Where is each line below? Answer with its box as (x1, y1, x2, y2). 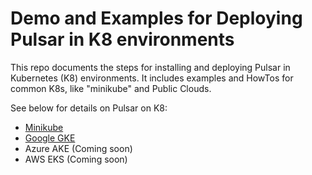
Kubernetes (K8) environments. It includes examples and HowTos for (10, 72, 294, 84)
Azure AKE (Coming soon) (24, 142, 133, 154)
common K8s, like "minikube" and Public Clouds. (10, 82, 212, 94)
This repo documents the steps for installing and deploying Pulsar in (10, 61, 291, 73)
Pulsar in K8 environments (10, 28, 235, 51)
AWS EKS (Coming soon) (24, 153, 128, 165)
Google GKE (24, 132, 76, 144)
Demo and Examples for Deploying (10, 7, 303, 30)
